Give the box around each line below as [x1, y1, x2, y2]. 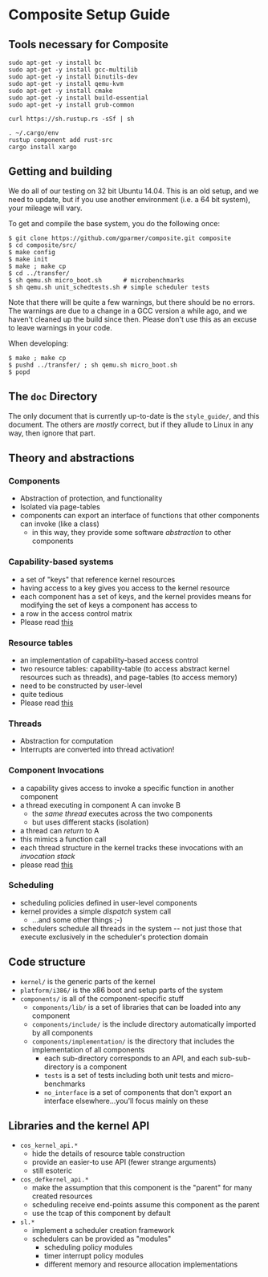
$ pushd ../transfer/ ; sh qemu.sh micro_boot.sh [8, 361, 178, 369]
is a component [75, 1061, 128, 1072]
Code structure [8, 955, 86, 969]
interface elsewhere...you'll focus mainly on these [43, 1096, 209, 1105]
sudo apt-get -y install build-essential [8, 94, 149, 102]
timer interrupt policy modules [43, 1251, 144, 1261]
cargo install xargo [8, 143, 78, 151]
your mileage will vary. [8, 203, 83, 213]
